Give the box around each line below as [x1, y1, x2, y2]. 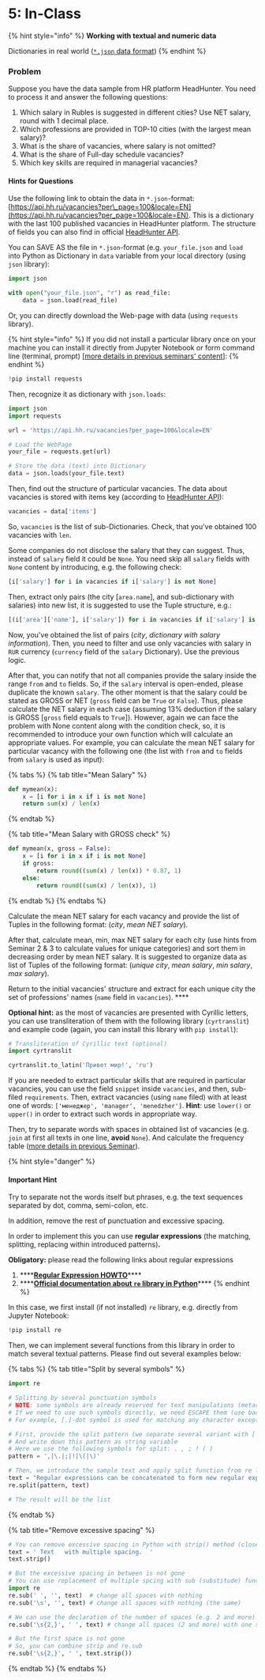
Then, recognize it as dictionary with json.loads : [8, 389, 166, 399]
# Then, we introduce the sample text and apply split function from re [8, 1466, 252, 1475]
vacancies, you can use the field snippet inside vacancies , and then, [8, 1084, 230, 1094]
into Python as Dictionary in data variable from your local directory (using [8, 251, 246, 261]
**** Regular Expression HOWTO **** [19, 1270, 142, 1280]
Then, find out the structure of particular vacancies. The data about [8, 484, 227, 494]
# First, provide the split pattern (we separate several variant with [8, 1430, 248, 1438]
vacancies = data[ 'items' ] [8, 508, 97, 516]
